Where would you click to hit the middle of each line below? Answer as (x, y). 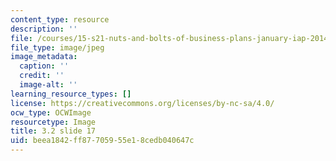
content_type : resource (60, 19)
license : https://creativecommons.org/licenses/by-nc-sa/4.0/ (142, 103)
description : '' (44, 29)
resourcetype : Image (53, 122)
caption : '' (44, 66)
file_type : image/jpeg (57, 47)
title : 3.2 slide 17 (53, 131)
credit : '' (42, 76)
